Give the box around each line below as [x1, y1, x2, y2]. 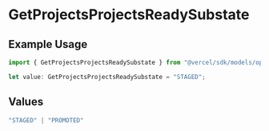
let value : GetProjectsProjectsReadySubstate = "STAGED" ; [8, 73, 206, 81]
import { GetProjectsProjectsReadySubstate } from [8, 58, 181, 66]
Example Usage [8, 38, 88, 51]
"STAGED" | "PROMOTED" [8, 116, 84, 125]
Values [8, 95, 44, 109]
